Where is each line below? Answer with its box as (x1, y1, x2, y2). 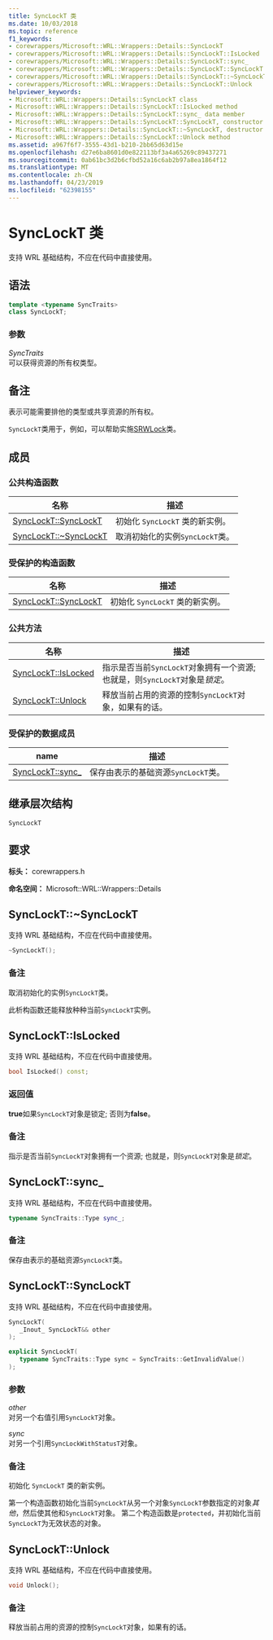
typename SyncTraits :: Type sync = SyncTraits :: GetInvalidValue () (19, 1356, 245, 1364)
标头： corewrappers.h (8, 866, 85, 876)
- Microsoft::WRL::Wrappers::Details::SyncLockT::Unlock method (8, 133, 231, 141)
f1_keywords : (8, 34, 53, 43)
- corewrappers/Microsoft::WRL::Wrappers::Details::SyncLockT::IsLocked (8, 50, 260, 58)
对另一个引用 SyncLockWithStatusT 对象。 (8, 1439, 142, 1449)
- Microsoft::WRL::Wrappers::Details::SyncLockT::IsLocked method (8, 103, 238, 111)
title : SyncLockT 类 (8, 11, 77, 20)
